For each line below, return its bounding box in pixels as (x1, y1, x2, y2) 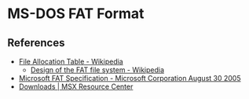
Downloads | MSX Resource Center (18, 82, 134, 91)
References (7, 36, 65, 49)
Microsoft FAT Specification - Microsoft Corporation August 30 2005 (18, 74, 241, 82)
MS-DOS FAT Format (7, 5, 145, 23)
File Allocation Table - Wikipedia (18, 57, 123, 66)
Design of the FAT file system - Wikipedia (30, 65, 165, 75)
